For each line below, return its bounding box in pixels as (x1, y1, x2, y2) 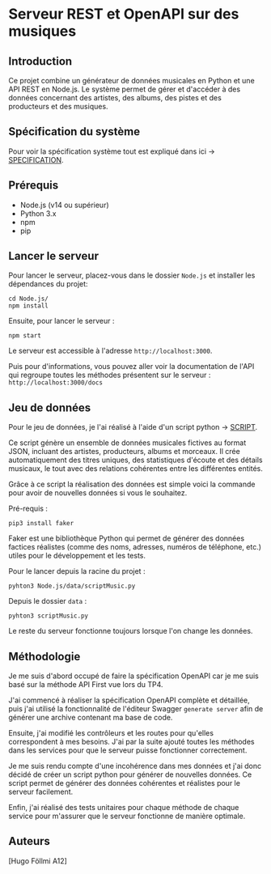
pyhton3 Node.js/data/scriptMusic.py (8, 582, 136, 591)
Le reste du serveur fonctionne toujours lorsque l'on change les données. (8, 626, 253, 636)
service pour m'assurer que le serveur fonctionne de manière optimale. (8, 811, 246, 821)
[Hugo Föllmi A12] (8, 855, 67, 866)
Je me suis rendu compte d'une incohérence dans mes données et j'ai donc (8, 762, 261, 771)
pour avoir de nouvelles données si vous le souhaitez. (8, 488, 188, 498)
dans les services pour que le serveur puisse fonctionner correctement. (8, 745, 248, 755)
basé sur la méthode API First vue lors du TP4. (8, 680, 163, 689)
